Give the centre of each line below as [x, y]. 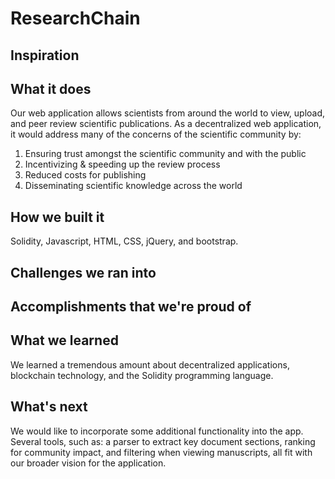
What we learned [64, 340]
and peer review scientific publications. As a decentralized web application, [166, 124]
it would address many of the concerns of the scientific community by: [156, 134]
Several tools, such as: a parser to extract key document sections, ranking [163, 441]
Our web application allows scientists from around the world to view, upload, [168, 113]
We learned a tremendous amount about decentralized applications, [150, 364]
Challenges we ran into [83, 272]
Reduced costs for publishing [85, 175]
